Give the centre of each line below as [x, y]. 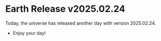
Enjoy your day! [29, 33]
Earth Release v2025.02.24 [65, 9]
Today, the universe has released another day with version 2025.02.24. [81, 23]
